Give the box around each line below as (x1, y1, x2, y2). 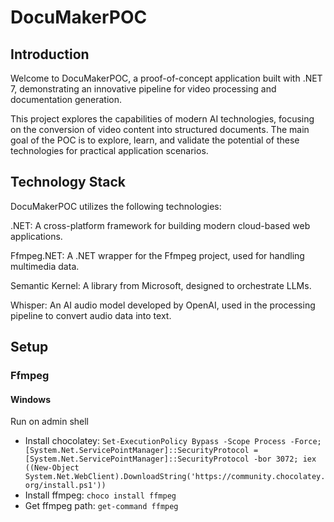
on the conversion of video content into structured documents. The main (10, 124, 310, 135)
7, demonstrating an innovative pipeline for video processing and (10, 83, 277, 95)
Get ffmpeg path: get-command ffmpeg (24, 500, 179, 512)
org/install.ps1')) (24, 481, 107, 491)
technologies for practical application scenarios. (10, 145, 209, 156)
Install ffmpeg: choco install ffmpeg (24, 489, 177, 501)
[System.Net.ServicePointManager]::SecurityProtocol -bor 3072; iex (24, 454, 317, 465)
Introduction (10, 46, 90, 63)
